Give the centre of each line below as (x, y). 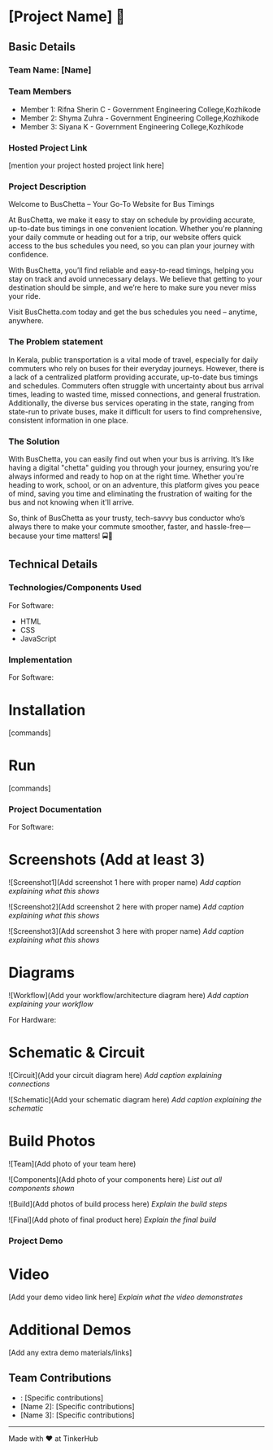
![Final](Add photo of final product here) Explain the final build (113, 1220)
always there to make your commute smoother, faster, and (106, 526)
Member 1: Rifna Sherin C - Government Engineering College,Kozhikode (141, 109)
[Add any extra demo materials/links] (70, 1352)
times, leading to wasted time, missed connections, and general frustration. (135, 394)
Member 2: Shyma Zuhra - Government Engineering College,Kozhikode (139, 118)
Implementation (41, 659)
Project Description (48, 186)
